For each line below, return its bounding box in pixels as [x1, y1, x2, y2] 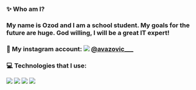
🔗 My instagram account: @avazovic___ [6, 45, 134, 53]
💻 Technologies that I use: [6, 61, 87, 69]
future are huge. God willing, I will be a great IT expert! [6, 28, 170, 37]
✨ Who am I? [6, 5, 45, 13]
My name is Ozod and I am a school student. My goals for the [6, 21, 190, 29]
